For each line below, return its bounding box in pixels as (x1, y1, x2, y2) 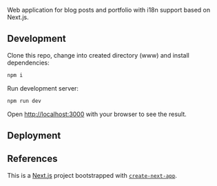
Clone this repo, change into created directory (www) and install (7, 51, 189, 59)
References (7, 153, 58, 165)
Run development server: (7, 84, 79, 92)
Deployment (7, 130, 61, 141)
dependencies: (7, 58, 50, 67)
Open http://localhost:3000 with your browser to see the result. (7, 110, 187, 118)
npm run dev (7, 97, 41, 104)
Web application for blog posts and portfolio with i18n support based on (7, 6, 211, 14)
